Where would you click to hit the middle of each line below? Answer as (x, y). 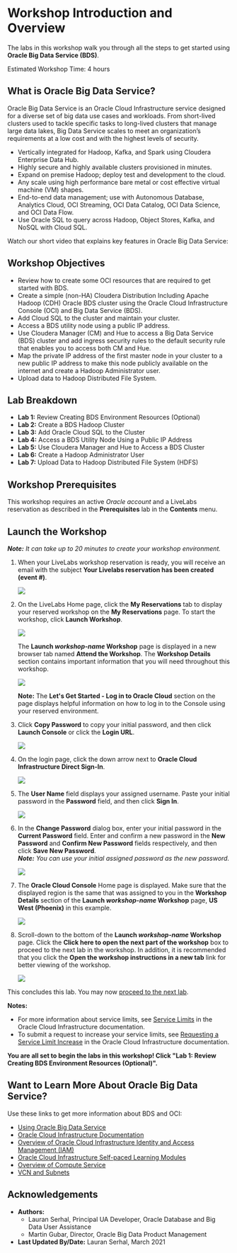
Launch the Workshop (57, 531)
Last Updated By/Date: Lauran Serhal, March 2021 (92, 1242)
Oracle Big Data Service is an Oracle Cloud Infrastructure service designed (117, 108)
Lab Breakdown (42, 400)
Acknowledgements (53, 1195)
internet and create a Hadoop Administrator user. (89, 370)
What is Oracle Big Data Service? (81, 91)
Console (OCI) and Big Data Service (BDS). (80, 310)
